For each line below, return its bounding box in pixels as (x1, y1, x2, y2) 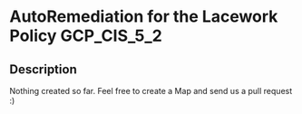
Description (9, 62, 77, 77)
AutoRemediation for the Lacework (9, 6, 278, 27)
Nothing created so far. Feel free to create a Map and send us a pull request (9, 86, 293, 96)
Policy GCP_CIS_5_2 (9, 25, 163, 46)
